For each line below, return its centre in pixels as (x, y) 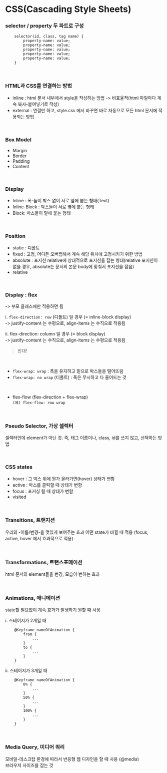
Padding (21, 161)
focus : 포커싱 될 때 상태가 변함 (43, 491)
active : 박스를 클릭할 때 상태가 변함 (47, 485)
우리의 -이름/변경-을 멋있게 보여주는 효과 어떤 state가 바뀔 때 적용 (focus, (77, 532)
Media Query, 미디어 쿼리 (35, 747)
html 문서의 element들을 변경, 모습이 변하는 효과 (52, 574)
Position (15, 236)
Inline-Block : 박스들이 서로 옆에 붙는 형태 (53, 207)
